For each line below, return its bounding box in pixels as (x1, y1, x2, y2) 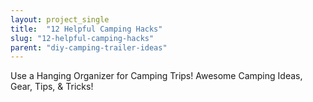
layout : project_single (10, 14, 110, 25)
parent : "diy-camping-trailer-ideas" (10, 42, 168, 53)
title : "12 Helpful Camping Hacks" (10, 24, 163, 34)
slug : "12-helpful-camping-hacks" (10, 33, 155, 43)
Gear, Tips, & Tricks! (10, 81, 94, 93)
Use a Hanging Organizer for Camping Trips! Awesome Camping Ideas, (10, 70, 303, 82)
